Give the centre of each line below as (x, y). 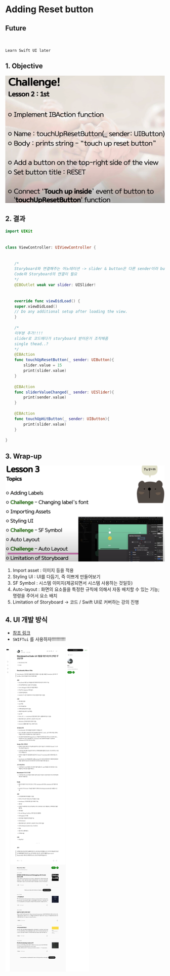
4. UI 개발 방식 (27, 620)
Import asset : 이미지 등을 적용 (43, 571)
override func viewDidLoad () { (47, 301)
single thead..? (32, 344)
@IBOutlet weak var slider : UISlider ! (55, 285)
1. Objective (24, 66)
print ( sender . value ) (45, 397)
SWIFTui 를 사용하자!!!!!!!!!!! (39, 639)
